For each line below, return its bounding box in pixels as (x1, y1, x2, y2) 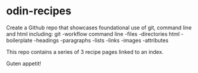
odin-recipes (6, 4, 72, 18)
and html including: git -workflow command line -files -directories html (6, 30, 180, 37)
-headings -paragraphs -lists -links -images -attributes (33, 36, 169, 44)
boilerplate (6, 36, 33, 44)
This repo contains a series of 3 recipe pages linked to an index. (6, 48, 164, 55)
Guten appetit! (6, 60, 42, 67)
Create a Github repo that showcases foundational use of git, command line (6, 24, 192, 31)
